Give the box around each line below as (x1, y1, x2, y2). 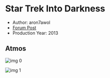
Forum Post (12, 24, 36, 30)
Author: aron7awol (12, 19, 50, 25)
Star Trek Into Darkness (5, 3, 105, 14)
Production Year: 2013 (12, 30, 58, 36)
